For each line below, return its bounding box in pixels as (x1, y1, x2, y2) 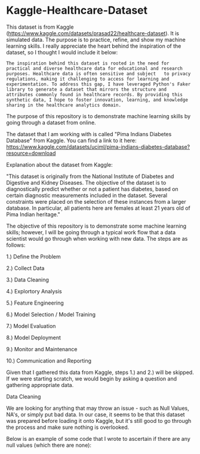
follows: (6, 241, 26, 249)
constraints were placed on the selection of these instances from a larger (6, 198, 186, 205)
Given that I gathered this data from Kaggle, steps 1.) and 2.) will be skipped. (6, 369, 194, 376)
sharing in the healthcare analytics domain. (6, 102, 121, 108)
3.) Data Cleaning (6, 276, 50, 283)
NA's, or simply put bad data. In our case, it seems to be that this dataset (6, 410, 185, 418)
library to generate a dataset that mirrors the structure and (6, 86, 167, 93)
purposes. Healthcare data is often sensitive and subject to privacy (6, 70, 191, 76)
